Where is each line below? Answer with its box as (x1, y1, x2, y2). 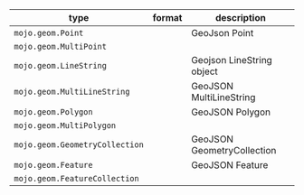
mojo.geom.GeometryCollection (14, 140, 145, 150)
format (152, 12, 183, 23)
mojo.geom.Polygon (14, 107, 93, 116)
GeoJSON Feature (191, 159, 269, 171)
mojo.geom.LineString (14, 60, 107, 70)
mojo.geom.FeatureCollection (14, 173, 139, 183)
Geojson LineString (191, 54, 273, 66)
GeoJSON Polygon (191, 106, 271, 118)
